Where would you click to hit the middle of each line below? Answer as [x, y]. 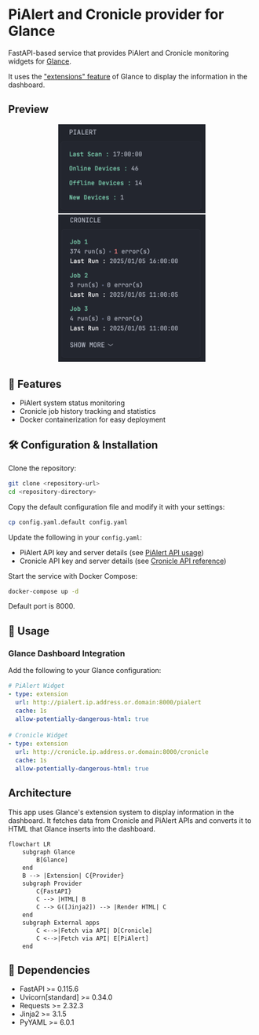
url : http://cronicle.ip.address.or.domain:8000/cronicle [112, 752]
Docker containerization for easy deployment [93, 420]
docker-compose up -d [44, 591]
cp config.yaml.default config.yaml [68, 522]
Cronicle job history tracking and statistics [88, 411]
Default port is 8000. [42, 606]
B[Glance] [52, 860]
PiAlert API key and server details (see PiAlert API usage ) [111, 552]
